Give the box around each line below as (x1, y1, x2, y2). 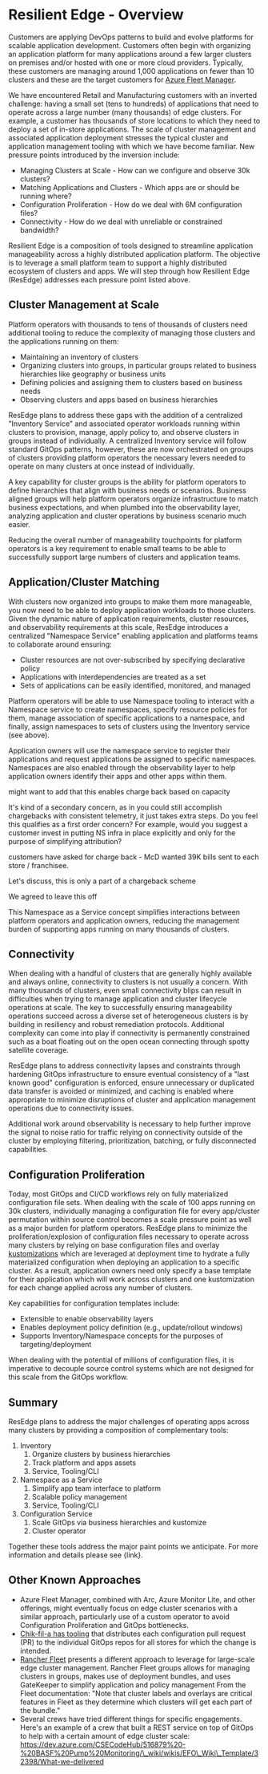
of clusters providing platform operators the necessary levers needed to (8, 453, 246, 462)
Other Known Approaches (8, 1573, 142, 1587)
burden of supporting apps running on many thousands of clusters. (8, 924, 230, 934)
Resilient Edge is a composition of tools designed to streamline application (8, 241, 254, 250)
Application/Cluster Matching (8, 575, 160, 589)
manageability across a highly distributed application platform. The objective (8, 249, 261, 258)
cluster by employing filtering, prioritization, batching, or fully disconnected (8, 1136, 257, 1146)
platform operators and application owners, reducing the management (8, 915, 240, 925)
